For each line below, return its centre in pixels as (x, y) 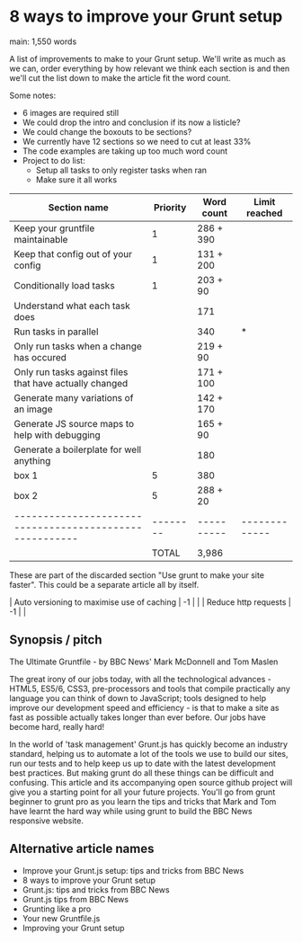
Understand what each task (72, 306)
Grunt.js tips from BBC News (75, 899)
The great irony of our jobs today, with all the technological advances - (140, 679)
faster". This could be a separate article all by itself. (104, 584)
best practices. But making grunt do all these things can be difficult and (142, 773)
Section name (79, 207)
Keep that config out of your (73, 253)
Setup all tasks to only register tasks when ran (121, 170)
